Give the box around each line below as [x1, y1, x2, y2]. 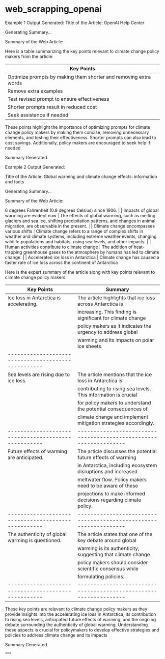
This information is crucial [77, 391, 137, 398]
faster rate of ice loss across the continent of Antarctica [5, 259, 118, 265]
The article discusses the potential [77, 448, 157, 455]
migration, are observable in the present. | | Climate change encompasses [5, 223, 155, 229]
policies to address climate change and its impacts [5, 632, 108, 638]
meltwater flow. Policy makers [77, 476, 147, 483]
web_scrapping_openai [5, 3, 102, 15]
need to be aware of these [77, 482, 138, 489]
